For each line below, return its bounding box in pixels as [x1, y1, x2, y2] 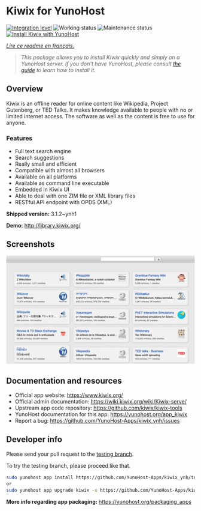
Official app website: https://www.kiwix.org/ [14, 392, 124, 399]
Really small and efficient [14, 160, 77, 168]
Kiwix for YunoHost [6, 4, 105, 18]
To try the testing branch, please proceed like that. [6, 462, 131, 469]
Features [6, 134, 33, 142]
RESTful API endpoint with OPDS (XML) [14, 199, 112, 206]
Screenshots [6, 239, 55, 250]
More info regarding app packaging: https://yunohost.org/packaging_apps [6, 498, 192, 505]
